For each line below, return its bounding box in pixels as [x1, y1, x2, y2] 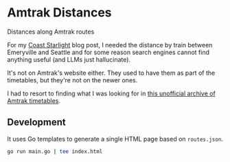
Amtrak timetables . [7, 96, 60, 104]
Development [7, 117, 67, 128]
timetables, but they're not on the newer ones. [7, 76, 138, 84]
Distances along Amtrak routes [7, 27, 95, 36]
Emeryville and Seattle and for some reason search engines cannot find [7, 48, 209, 56]
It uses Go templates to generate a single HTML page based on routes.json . [7, 135, 223, 143]
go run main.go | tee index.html [7, 148, 103, 155]
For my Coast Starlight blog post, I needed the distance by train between [7, 40, 213, 49]
